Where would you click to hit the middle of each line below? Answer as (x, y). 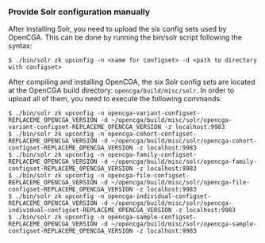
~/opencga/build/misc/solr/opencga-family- (184, 162)
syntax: (20, 46)
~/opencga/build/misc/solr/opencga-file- (180, 183)
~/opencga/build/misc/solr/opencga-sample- (184, 224)
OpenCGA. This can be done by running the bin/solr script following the (125, 37)
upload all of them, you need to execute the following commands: (115, 99)
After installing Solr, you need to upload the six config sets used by (117, 29)
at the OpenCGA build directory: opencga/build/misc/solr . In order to (121, 90)
